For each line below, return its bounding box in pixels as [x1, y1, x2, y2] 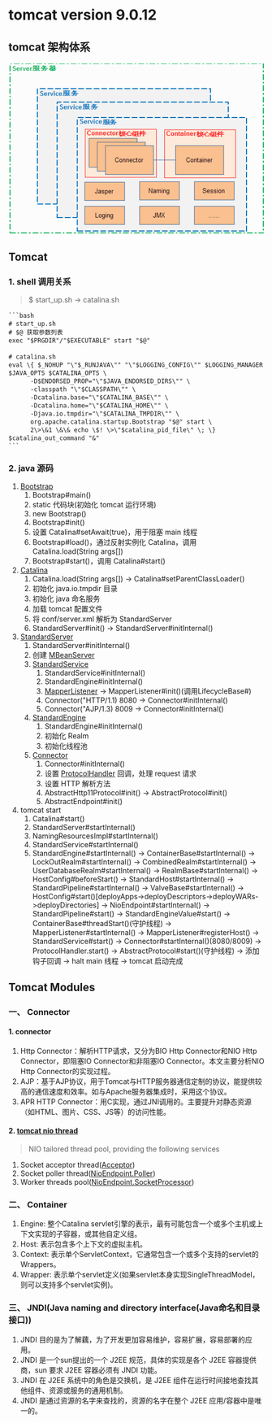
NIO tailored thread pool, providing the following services [28, 1144, 220, 1154]
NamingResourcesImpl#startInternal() [32, 831, 158, 841]
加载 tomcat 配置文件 [32, 604, 103, 614]
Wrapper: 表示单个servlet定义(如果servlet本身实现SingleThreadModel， [19, 1270, 260, 1280]
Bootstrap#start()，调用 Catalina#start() [32, 556, 166, 566]
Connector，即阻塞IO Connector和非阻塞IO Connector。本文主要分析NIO [19, 1055, 265, 1066]
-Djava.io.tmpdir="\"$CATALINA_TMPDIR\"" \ [29, 409, 180, 418]
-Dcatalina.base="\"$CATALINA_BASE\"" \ [29, 393, 169, 402]
